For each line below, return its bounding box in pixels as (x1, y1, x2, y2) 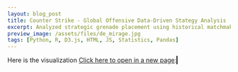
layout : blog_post (7, 10, 62, 18)
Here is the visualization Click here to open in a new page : (7, 56, 177, 64)
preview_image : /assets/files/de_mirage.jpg (7, 30, 141, 37)
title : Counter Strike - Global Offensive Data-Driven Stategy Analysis (7, 17, 227, 24)
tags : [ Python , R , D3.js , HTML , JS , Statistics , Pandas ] (7, 37, 179, 44)
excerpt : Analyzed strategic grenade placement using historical (7, 23, 204, 30)
